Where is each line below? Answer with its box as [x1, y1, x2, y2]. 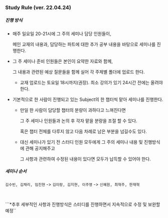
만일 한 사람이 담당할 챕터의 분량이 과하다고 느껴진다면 [20, 107, 126, 113]
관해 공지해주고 [25, 145, 55, 151]
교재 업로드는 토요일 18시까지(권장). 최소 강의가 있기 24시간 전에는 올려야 [20, 79, 163, 85]
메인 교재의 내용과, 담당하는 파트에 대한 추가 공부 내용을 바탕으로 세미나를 [12, 41, 156, 47]
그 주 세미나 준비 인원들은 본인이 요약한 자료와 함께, [12, 58, 113, 64]
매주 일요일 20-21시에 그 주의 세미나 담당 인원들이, [12, 31, 111, 37]
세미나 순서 [5, 168, 27, 174]
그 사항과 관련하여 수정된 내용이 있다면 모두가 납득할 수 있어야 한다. [20, 156, 151, 162]
